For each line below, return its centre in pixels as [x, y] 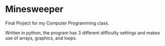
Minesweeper [34, 9]
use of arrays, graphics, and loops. [41, 38]
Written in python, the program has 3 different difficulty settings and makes [83, 32]
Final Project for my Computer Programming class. [57, 23]
